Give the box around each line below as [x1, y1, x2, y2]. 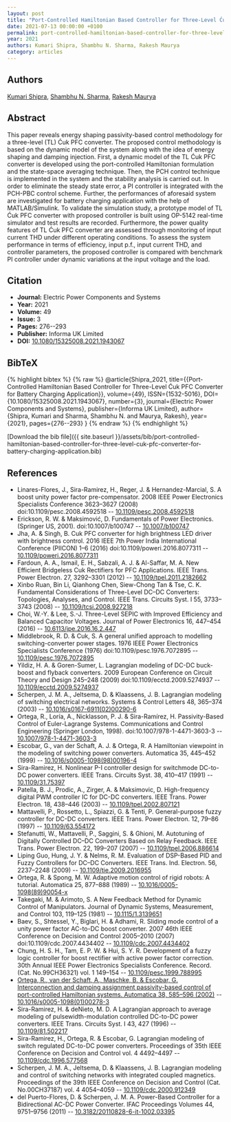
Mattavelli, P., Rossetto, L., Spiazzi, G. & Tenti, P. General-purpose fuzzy [16, 807, 222, 815]
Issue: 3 [16, 315, 41, 324]
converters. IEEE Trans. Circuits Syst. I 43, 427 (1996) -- [16, 1019, 177, 1028]
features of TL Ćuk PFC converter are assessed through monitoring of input [7, 225, 221, 234]
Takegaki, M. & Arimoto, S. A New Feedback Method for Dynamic [16, 895, 202, 903]
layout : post [7, 10, 45, 17]
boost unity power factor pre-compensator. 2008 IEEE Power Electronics [16, 492, 223, 501]
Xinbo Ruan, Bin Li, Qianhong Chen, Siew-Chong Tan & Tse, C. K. [16, 580, 202, 589]
